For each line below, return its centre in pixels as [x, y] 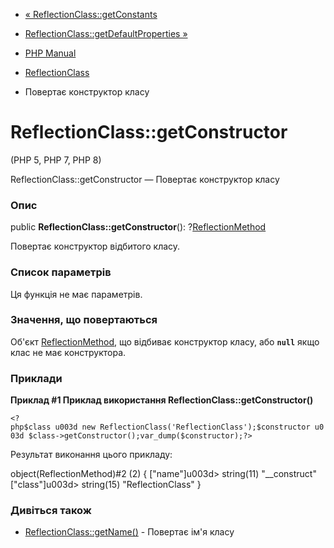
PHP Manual [50, 53]
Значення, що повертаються [84, 320]
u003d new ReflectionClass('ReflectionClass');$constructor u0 [189, 427]
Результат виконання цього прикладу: [91, 455]
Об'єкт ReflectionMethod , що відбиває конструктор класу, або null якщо [165, 341]
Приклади [36, 378]
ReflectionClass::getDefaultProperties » [106, 33]
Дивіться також [51, 511]
